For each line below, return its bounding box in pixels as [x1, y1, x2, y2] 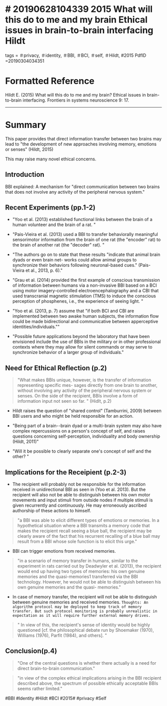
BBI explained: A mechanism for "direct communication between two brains [5, 183, 160, 190]
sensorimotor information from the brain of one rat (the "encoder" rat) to [12, 236, 161, 242]
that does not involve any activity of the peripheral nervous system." [5, 189, 145, 195]
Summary [5, 119, 46, 130]
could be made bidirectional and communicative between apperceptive [12, 319, 158, 325]
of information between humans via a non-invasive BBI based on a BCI [12, 282, 157, 288]
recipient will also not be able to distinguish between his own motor [12, 492, 151, 498]
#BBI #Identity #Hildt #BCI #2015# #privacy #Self [5, 695, 107, 701]
